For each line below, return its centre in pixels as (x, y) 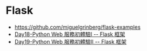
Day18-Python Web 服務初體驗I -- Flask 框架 (70, 34)
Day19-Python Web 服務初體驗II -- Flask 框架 (70, 41)
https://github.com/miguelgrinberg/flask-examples (77, 27)
